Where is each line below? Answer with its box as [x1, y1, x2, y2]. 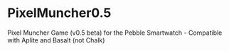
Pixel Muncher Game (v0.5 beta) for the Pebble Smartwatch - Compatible [7, 28, 223, 37]
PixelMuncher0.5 [7, 5, 112, 21]
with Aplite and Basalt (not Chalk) [7, 35, 105, 44]
